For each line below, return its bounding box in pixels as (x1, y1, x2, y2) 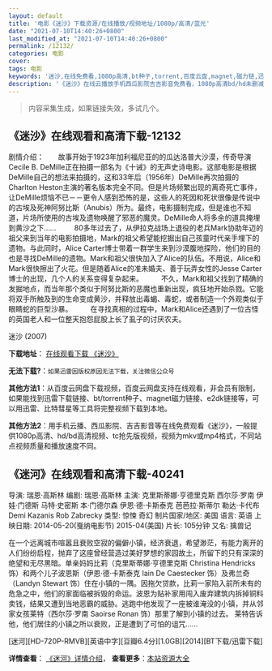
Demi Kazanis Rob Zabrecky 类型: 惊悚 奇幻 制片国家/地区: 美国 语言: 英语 (8, 510, 253, 520)
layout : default (8, 11, 63, 20)
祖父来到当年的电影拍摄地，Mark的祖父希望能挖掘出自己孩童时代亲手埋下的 (8, 233, 260, 243)
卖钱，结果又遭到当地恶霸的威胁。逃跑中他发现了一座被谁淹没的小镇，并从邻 (8, 599, 264, 609)
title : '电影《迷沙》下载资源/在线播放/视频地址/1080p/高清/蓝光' (8, 19, 210, 28)
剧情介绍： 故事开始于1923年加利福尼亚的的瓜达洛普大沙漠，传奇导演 (8, 152, 252, 162)
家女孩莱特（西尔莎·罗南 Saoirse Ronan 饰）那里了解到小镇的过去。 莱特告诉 (8, 609, 263, 619)
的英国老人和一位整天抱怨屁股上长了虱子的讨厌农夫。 (8, 314, 186, 325)
